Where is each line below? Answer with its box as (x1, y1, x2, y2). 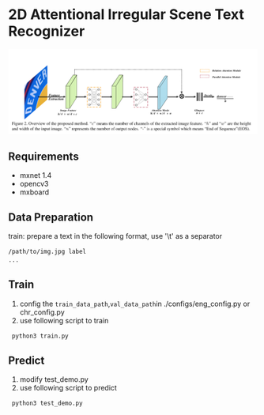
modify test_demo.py (19, 375, 89, 384)
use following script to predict (19, 383, 117, 393)
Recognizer (8, 22, 85, 40)
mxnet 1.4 (19, 171, 52, 180)
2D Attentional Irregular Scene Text (8, 6, 245, 24)
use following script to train (19, 315, 109, 325)
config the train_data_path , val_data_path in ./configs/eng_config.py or (19, 299, 251, 308)
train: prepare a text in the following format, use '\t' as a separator (8, 231, 223, 240)
